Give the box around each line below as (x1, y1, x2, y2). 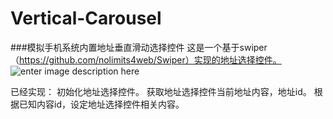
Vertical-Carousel (10, 7, 162, 30)
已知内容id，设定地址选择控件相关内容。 (18, 98, 185, 110)
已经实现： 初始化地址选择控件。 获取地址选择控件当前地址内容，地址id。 (10, 85, 312, 97)
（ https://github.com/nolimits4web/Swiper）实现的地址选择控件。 (10, 53, 282, 66)
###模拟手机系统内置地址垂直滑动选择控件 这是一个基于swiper (10, 41, 268, 53)
